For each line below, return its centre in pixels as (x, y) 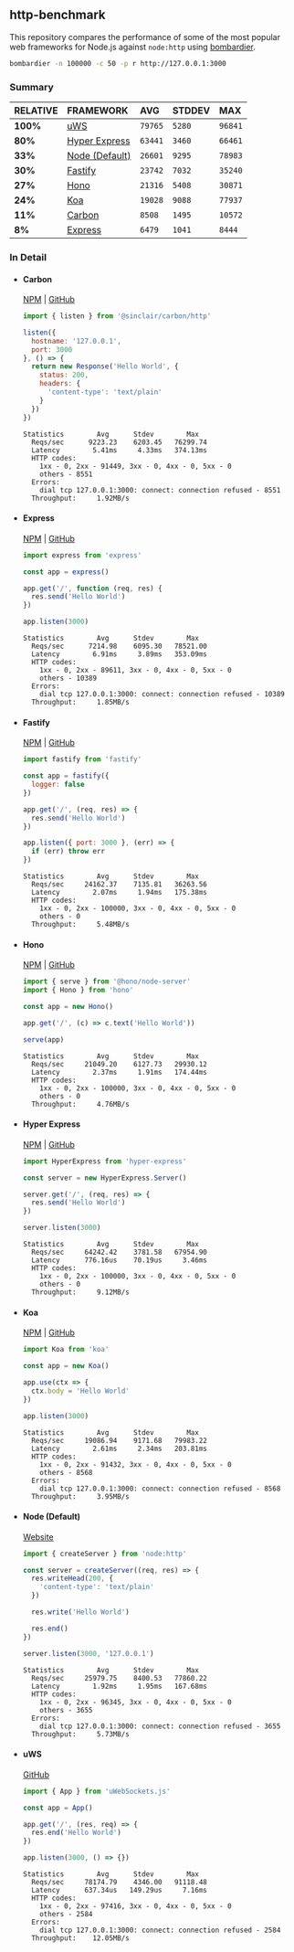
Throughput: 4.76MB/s (80, 1104)
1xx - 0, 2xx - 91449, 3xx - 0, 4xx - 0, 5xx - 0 (136, 466)
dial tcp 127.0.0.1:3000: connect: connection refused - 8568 (160, 1489)
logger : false (58, 785)
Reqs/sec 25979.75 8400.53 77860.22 (119, 1678)
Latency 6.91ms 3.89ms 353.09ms (119, 654)
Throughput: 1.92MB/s (80, 498)
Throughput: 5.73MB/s (80, 1734)
